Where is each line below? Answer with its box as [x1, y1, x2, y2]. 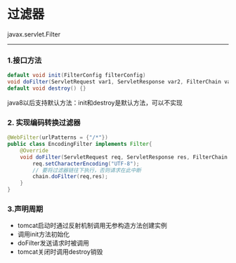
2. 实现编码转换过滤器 [7, 117, 81, 127]
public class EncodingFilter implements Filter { [7, 141, 152, 148]
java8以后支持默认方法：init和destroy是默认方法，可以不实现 [7, 98, 183, 107]
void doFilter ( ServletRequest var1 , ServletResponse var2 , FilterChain [7, 79, 221, 86]
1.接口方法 [7, 55, 42, 65]
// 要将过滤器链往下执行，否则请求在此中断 [32, 166, 142, 174]
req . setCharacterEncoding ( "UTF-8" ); [32, 160, 140, 167]
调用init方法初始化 [17, 230, 70, 238]
